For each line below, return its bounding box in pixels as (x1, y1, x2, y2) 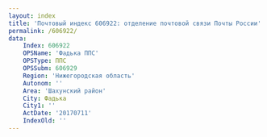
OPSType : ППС (23, 57, 67, 65)
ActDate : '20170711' (23, 110, 92, 118)
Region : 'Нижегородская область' (23, 72, 136, 80)
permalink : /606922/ (8, 27, 78, 35)
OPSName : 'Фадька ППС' (23, 49, 99, 57)
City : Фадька (23, 94, 67, 102)
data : (8, 34, 27, 43)
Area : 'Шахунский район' (23, 86, 106, 95)
